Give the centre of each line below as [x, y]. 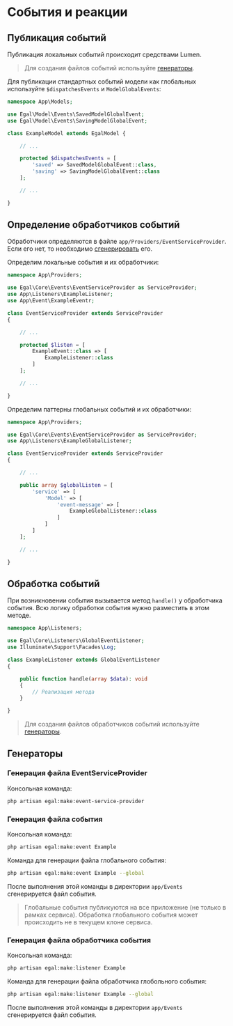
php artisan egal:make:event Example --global [76, 873]
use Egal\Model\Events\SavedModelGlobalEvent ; [76, 114]
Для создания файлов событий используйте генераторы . [109, 68]
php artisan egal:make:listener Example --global [81, 994]
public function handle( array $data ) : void [84, 679]
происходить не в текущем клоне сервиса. [88, 922]
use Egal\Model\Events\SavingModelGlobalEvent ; [78, 121]
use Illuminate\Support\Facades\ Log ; [62, 647]
